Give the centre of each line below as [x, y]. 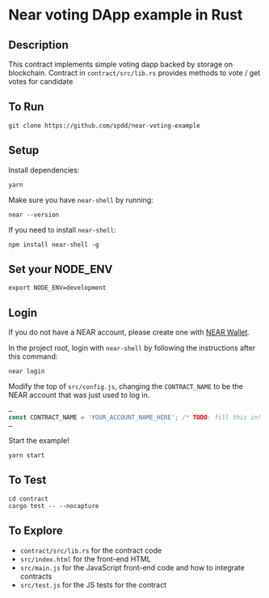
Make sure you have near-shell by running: [81, 199]
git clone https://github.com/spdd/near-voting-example [104, 126]
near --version [34, 215]
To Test [27, 480]
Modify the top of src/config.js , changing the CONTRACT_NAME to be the [126, 387]
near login [27, 372]
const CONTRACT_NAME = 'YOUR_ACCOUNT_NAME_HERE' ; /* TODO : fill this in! [135, 418]
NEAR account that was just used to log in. [79, 395]
